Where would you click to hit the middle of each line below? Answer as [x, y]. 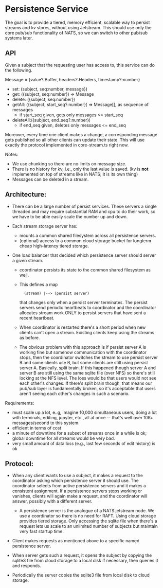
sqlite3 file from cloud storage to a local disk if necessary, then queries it [85, 561]
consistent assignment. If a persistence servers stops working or [77, 491]
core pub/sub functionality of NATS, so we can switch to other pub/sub [76, 33]
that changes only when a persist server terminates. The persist [83, 302]
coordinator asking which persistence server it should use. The [75, 481]
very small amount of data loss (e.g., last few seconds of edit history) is [84, 443]
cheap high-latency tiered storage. [54, 246]
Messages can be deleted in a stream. [50, 179]
